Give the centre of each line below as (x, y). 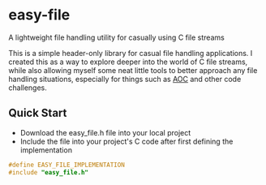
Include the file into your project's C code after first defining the (127, 141)
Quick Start (38, 113)
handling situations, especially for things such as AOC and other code (125, 79)
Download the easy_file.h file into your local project (105, 132)
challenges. (28, 88)
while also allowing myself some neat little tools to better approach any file (133, 70)
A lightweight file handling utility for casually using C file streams (116, 37)
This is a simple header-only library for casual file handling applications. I (131, 53)
